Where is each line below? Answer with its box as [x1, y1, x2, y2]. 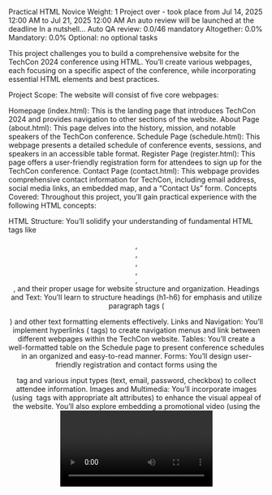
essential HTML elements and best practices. [8, 75, 160, 84]
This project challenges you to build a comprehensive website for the [8, 49, 240, 58]
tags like [8, 225, 37, 235]
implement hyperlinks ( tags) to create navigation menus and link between [12, 325, 261, 335]
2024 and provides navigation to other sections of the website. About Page [8, 114, 260, 124]
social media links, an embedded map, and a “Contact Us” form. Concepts [8, 183, 257, 193]
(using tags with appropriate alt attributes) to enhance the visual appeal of [11, 393, 261, 402]
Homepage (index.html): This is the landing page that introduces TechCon [8, 105, 256, 115]
